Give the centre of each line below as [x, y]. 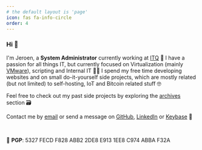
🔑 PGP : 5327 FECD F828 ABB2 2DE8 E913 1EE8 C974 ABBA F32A [89, 140]
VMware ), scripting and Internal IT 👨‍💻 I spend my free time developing [94, 70]
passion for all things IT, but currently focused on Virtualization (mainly [95, 64]
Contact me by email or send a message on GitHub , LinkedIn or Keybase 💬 [99, 117]
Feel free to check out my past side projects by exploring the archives [93, 95]
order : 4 [17, 23]
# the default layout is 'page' [47, 12]
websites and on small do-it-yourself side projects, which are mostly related [101, 77]
